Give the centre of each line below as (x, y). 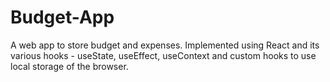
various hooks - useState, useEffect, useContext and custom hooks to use (163, 55)
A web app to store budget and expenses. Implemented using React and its (165, 45)
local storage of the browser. (69, 66)
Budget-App (62, 17)
